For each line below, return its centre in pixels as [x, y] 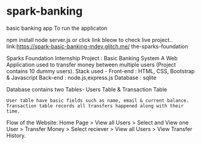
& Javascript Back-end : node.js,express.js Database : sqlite [81, 77]
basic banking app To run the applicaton [57, 28]
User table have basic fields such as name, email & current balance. [98, 101]
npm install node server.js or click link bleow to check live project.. [90, 40]
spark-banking [44, 11]
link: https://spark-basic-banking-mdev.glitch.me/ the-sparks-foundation [97, 46]
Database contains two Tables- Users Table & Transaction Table [87, 89]
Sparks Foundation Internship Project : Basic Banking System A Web [92, 58]
